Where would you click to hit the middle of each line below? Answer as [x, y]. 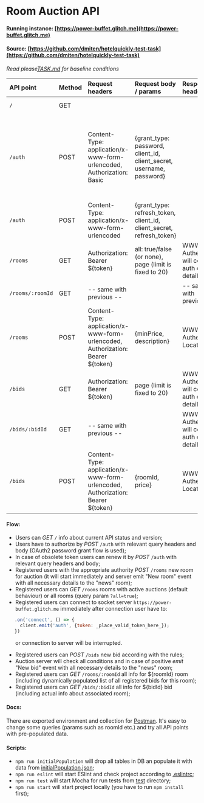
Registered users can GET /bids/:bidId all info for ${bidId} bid [93, 687]
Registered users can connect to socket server [73, 602]
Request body [155, 83]
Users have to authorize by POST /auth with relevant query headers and [105, 544]
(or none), [149, 257]
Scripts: [17, 748]
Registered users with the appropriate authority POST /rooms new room [104, 570]
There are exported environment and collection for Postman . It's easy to [96, 721]
